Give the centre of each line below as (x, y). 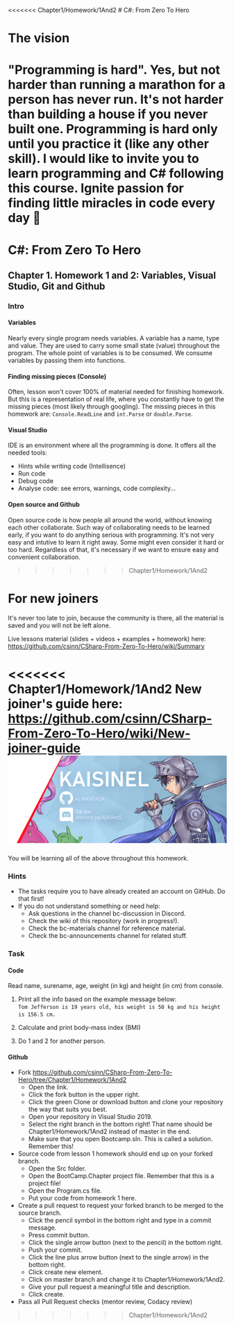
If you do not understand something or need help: (89, 906)
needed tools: (27, 453)
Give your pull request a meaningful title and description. (109, 1287)
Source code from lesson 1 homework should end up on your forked (115, 1154)
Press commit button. (59, 1235)
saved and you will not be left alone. (59, 625)
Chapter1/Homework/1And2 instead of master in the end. (110, 1131)
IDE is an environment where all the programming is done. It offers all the (112, 446)
